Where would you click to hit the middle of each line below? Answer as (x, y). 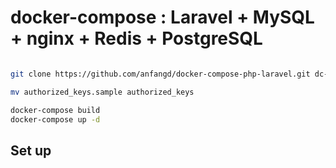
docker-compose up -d (55, 119)
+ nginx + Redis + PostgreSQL (136, 38)
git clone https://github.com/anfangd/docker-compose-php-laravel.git (160, 74)
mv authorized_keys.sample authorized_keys (102, 92)
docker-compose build (55, 110)
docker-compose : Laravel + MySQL (162, 17)
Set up (31, 150)
